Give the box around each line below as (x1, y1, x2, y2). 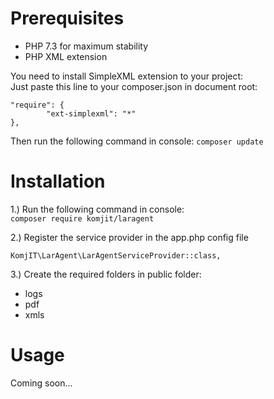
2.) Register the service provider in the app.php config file (10, 231, 249, 243)
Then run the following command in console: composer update (10, 135, 264, 147)
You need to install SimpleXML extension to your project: (10, 70, 244, 82)
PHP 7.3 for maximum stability (24, 40, 149, 52)
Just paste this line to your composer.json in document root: (10, 80, 258, 92)
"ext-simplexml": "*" (46, 108, 137, 119)
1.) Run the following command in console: (10, 203, 185, 215)
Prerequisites (10, 7, 125, 30)
